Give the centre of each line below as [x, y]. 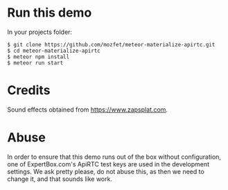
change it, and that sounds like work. [60, 179]
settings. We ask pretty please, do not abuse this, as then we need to [106, 171]
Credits [29, 90]
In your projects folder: [40, 32]
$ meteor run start [35, 63]
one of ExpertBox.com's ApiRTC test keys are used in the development [108, 164]
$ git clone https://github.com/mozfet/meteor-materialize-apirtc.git [111, 44]
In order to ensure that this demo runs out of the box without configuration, [114, 157]
